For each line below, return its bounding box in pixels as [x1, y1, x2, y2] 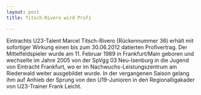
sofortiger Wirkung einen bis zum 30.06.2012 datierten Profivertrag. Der [6, 44, 188, 51]
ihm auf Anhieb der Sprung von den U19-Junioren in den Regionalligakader [6, 76, 195, 83]
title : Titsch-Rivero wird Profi [6, 15, 92, 21]
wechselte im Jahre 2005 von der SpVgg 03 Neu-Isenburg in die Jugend [6, 56, 189, 64]
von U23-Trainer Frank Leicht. [6, 82, 82, 89]
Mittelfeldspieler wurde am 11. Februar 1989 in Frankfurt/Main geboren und [6, 50, 194, 57]
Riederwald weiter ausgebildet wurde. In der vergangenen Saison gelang [6, 69, 189, 77]
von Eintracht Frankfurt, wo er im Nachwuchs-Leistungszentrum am [6, 63, 177, 70]
